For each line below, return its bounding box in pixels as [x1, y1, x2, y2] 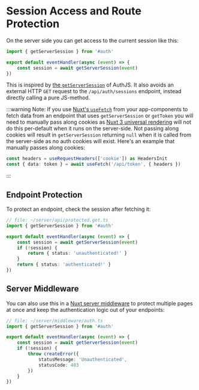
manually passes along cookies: [6, 144, 85, 151]
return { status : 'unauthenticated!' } [28, 251, 128, 257]
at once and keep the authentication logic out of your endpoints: [6, 306, 165, 313]
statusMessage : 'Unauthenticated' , [38, 356, 128, 362]
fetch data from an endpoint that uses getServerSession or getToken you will [6, 112, 194, 120]
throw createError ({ [28, 351, 79, 357]
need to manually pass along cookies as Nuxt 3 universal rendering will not [6, 118, 192, 126]
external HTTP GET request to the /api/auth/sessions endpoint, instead [6, 88, 182, 95]
